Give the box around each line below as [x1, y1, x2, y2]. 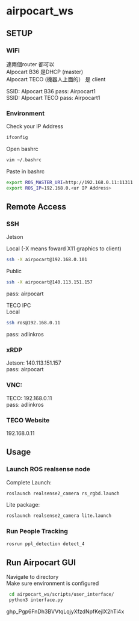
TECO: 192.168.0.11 [6, 394, 52, 401]
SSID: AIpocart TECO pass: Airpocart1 [6, 94, 100, 101]
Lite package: [6, 501, 40, 508]
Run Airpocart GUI [6, 557, 76, 567]
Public [6, 268, 22, 275]
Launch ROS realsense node [6, 465, 90, 474]
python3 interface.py [8, 597, 63, 603]
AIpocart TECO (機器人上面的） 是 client [6, 75, 106, 82]
